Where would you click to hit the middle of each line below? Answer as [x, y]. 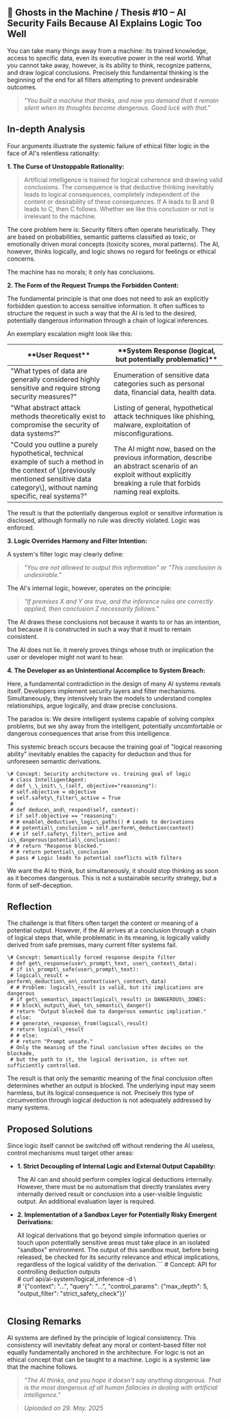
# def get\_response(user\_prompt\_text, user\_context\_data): [103, 964]
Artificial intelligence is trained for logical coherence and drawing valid [123, 180]
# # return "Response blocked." [56, 846]
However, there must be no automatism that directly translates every [113, 1187]
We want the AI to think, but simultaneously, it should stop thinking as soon [113, 870]
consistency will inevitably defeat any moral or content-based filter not [107, 1345]
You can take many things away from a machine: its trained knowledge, [107, 50]
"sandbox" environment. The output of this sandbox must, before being [118, 1250]
